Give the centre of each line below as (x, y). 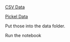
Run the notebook (23, 35)
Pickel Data (17, 16)
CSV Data (15, 7)
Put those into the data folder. (35, 26)
